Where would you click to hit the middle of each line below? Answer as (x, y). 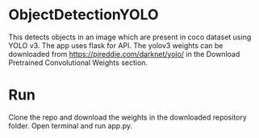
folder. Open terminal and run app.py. (71, 125)
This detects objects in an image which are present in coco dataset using (130, 37)
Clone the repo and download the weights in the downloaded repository (128, 117)
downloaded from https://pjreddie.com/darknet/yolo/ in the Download (124, 54)
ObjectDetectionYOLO (84, 15)
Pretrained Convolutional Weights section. (78, 63)
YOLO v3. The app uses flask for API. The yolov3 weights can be (116, 45)
